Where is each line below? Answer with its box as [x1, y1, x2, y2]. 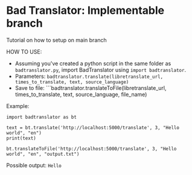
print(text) [6, 135, 36, 141]
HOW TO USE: [6, 48, 42, 55]
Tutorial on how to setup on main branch [6, 36, 107, 43]
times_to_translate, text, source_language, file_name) [14, 91, 147, 98]
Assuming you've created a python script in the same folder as [14, 60, 171, 67]
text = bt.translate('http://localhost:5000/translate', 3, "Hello [6, 124, 180, 130]
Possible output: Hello [6, 161, 62, 169]
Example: [6, 102, 30, 109]
